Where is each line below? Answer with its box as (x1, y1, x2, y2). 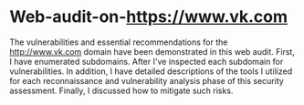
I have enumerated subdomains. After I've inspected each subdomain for (9, 56, 284, 67)
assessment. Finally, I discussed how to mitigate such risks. (9, 85, 234, 96)
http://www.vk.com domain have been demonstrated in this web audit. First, (9, 46, 295, 57)
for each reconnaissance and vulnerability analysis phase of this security (9, 75, 285, 86)
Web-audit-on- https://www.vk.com (9, 6, 288, 27)
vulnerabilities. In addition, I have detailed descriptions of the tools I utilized (9, 66, 293, 77)
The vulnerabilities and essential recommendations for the (9, 37, 228, 47)
